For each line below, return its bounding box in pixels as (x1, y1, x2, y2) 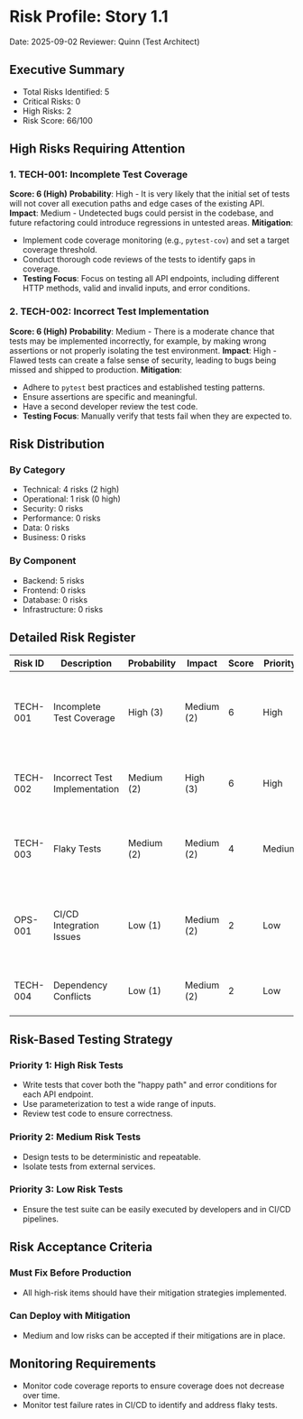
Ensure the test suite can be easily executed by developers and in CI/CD (22, 1203, 291, 1214)
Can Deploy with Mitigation (9, 1310, 131, 1322)
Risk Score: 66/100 (22, 115, 93, 125)
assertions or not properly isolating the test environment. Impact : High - (9, 345, 277, 355)
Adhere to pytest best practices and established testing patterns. (22, 382, 266, 392)
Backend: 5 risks (22, 575, 85, 585)
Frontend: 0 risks (22, 585, 86, 595)
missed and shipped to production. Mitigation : (9, 364, 182, 375)
